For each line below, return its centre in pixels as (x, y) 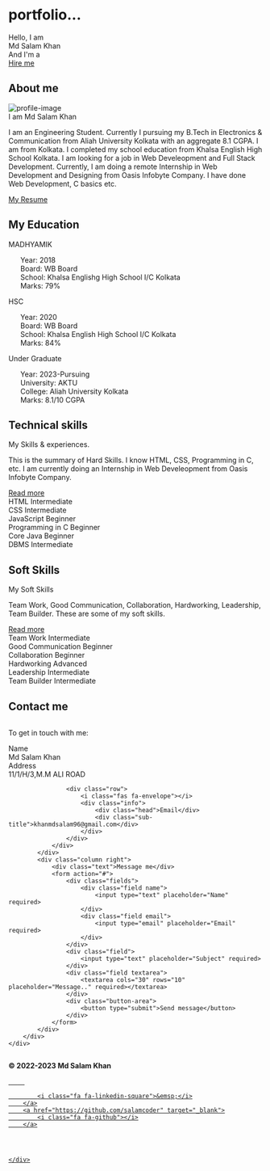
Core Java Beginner (42, 536)
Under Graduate (35, 358)
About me (33, 88)
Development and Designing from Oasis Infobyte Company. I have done (127, 175)
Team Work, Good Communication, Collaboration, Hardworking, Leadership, (135, 605)
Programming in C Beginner (54, 528)
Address (22, 766)
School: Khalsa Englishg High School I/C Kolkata (100, 277)
